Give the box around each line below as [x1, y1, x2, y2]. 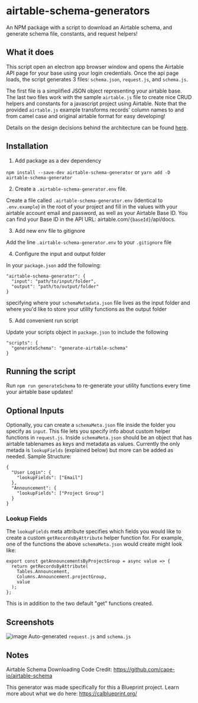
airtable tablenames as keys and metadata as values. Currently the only [6, 441, 180, 448]
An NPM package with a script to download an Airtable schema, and [6, 24, 173, 31]
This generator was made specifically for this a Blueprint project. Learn [6, 684, 179, 691]
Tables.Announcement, [17, 569, 70, 575]
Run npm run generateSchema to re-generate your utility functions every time [6, 382, 191, 389]
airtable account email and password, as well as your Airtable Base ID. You [6, 209, 188, 216]
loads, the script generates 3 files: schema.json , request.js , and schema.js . [6, 75, 188, 83]
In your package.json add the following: [6, 261, 102, 268]
